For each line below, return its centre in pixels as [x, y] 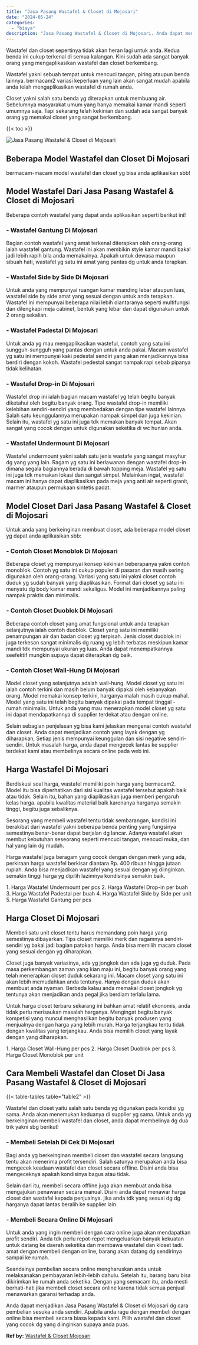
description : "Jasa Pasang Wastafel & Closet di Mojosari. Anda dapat [95, 34]
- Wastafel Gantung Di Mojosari [52, 230]
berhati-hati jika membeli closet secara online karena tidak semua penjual [95, 1288]
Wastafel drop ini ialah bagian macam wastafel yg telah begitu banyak [91, 396]
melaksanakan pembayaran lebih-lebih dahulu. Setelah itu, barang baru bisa [98, 1275]
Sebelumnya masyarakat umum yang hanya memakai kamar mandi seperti [96, 105]
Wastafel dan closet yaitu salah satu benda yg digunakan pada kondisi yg [95, 1108]
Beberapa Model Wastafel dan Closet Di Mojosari [98, 159]
